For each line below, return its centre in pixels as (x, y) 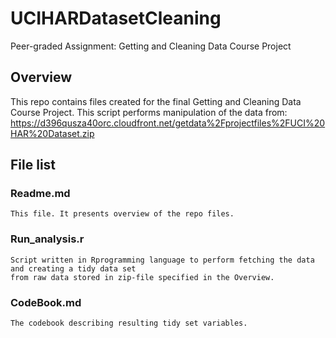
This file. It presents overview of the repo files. (122, 214)
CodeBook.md (46, 302)
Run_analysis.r (47, 239)
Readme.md (40, 194)
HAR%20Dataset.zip (52, 133)
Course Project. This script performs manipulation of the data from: (149, 112)
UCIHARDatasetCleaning (116, 18)
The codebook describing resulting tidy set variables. (129, 323)
